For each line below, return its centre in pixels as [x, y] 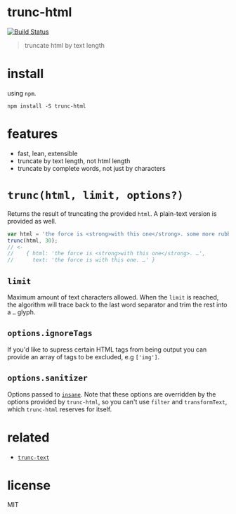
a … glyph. [21, 312]
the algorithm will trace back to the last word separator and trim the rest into [117, 304]
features [33, 134]
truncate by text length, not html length [74, 161]
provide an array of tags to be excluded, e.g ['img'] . [84, 356]
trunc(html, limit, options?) [96, 195]
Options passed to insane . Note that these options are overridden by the [112, 394]
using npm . [22, 93]
